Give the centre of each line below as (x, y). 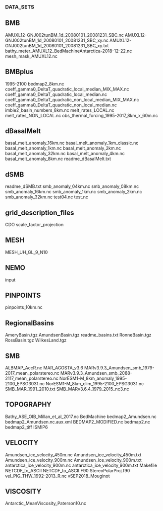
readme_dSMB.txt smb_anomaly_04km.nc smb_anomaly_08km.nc (72, 186)
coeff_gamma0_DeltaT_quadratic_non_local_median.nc (61, 105)
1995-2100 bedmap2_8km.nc (35, 84)
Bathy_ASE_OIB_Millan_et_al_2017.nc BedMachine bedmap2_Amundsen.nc (81, 417)
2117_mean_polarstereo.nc (32, 378)
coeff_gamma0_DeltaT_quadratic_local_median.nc (56, 94)
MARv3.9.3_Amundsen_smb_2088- (96, 373)
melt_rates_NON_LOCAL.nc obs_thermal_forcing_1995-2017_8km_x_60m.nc (81, 115)
